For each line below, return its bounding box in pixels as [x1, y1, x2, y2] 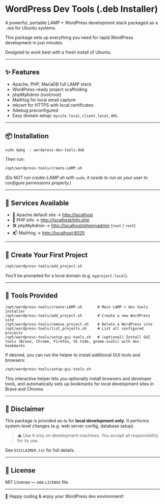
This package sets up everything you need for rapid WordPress [5, 34, 134, 40]
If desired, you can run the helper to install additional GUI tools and [5, 352, 140, 357]
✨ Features [5, 68, 40, 77]
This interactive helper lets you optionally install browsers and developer [5, 375, 152, 382]
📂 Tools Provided [5, 292, 58, 300]
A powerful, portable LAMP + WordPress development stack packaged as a [5, 20, 158, 26]
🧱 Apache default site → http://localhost [12, 212, 93, 218]
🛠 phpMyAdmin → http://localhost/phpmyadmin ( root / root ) [12, 223, 136, 229]
